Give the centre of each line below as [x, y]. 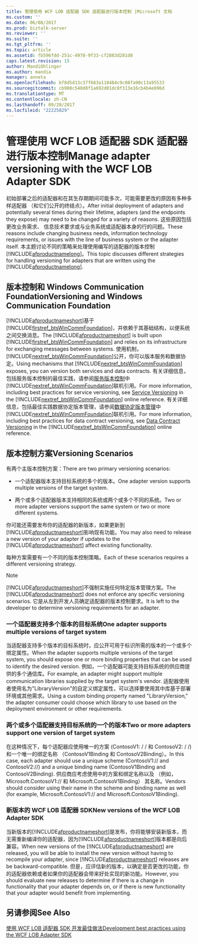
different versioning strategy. [41, 564]
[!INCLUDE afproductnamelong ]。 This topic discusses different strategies [95, 254]
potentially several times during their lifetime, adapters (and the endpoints [96, 212]
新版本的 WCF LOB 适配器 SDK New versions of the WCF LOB [93, 810]
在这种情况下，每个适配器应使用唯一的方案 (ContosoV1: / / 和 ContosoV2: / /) [99, 747]
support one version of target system [61, 733]
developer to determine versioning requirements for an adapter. [83, 608]
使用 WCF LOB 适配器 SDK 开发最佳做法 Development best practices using [96, 928]
